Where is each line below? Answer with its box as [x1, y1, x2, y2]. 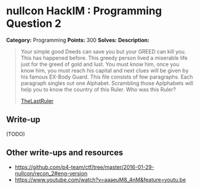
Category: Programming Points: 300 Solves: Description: [6, 36, 150, 43]
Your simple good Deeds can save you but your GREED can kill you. [20, 48, 187, 55]
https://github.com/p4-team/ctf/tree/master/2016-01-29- [14, 163, 154, 171]
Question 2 [6, 17, 62, 30]
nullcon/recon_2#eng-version [14, 169, 88, 177]
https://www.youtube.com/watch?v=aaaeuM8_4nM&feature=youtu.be [14, 176, 186, 183]
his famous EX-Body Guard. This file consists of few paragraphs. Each [20, 73, 193, 80]
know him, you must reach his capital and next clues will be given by [20, 67, 189, 74]
